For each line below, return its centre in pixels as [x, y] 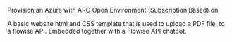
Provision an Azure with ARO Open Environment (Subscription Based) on [113, 10]
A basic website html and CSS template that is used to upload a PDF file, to [116, 23]
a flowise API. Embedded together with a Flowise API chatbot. [97, 31]
